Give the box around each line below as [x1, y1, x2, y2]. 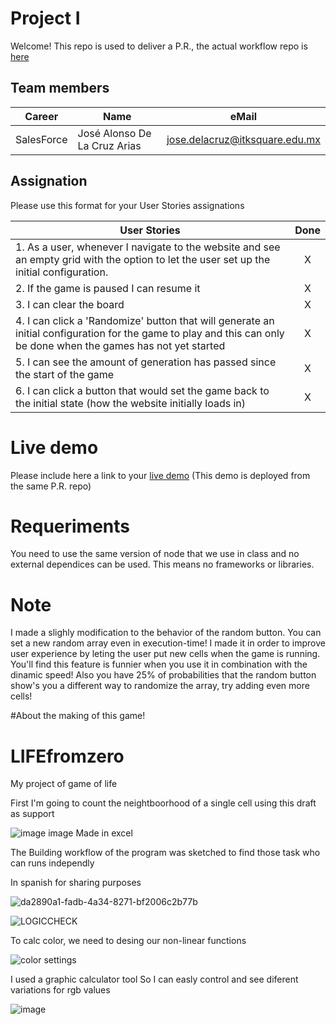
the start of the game [15, 367, 115, 381]
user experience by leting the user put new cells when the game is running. [10, 648, 321, 660]
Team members [10, 80, 110, 97]
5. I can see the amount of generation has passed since [15, 355, 277, 369]
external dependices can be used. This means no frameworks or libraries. [10, 558, 315, 571]
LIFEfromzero [10, 745, 125, 767]
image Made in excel [48, 827, 133, 839]
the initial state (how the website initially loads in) [15, 396, 247, 410]
